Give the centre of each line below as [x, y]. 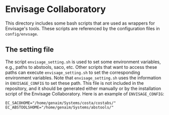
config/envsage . [22, 34]
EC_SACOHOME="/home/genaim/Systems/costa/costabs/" [61, 103]
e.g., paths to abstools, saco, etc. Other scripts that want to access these [81, 67]
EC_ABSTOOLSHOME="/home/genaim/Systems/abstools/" [60, 107]
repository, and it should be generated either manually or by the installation [83, 88]
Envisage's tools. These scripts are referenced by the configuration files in [82, 28]
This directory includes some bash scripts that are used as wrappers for [80, 23]
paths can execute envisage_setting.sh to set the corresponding [73, 72]
